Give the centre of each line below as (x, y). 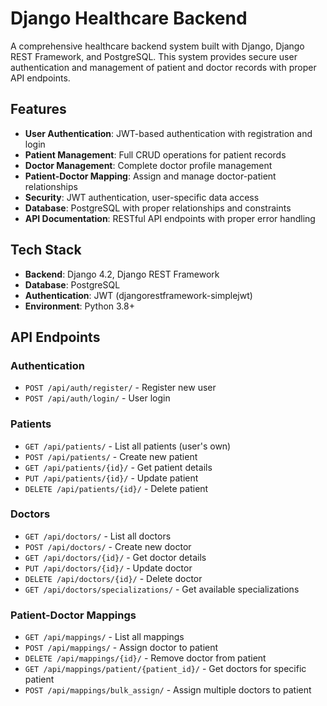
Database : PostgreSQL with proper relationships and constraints (158, 208)
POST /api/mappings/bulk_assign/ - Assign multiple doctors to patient (168, 690)
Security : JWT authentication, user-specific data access (142, 197)
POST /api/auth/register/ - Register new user (120, 388)
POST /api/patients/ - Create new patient (111, 456)
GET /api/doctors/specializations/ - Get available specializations (162, 589)
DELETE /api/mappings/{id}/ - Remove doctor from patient (145, 658)
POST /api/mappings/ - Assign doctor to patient (121, 648)
